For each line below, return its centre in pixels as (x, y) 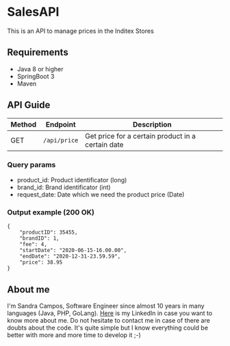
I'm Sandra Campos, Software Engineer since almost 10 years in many (106, 306)
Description (152, 124)
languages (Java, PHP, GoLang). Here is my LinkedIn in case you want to (110, 313)
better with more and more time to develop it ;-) (74, 335)
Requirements (38, 52)
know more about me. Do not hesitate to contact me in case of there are (108, 320)
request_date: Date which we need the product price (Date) (101, 194)
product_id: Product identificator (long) (72, 180)
